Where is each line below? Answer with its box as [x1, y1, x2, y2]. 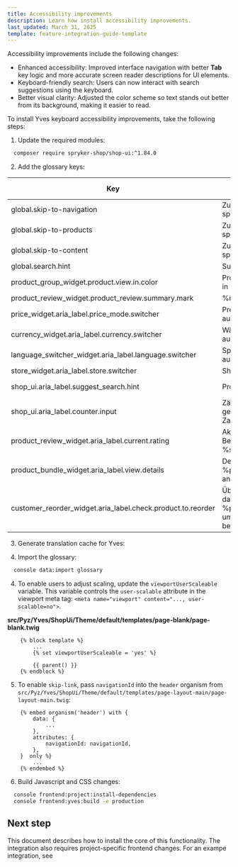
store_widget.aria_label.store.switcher [11, 366, 137, 376]
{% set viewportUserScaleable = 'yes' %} [33, 649, 157, 656]
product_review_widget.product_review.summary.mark [11, 293, 194, 303]
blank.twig [7, 623, 40, 632]
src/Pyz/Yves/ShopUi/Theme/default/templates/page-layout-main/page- [17, 689, 228, 696]
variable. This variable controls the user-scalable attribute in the [17, 587, 206, 595]
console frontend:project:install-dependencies [13, 791, 157, 798]
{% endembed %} [20, 765, 65, 772]
